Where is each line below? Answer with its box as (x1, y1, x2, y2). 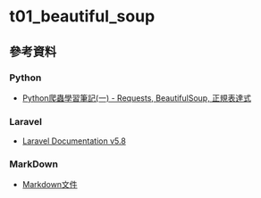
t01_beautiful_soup (9, 6, 156, 27)
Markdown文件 (21, 179, 78, 190)
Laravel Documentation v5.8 (21, 136, 127, 146)
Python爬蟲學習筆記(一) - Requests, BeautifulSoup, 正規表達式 (21, 92, 252, 103)
